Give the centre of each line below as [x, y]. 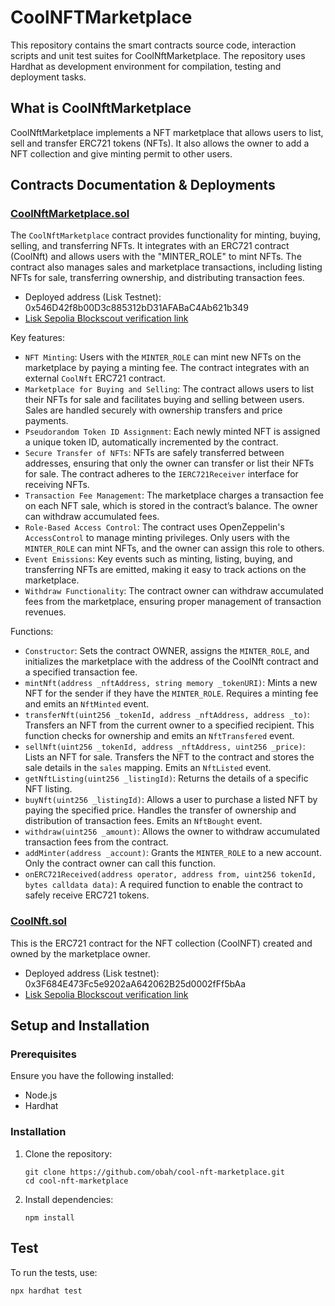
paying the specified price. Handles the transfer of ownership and [160, 810]
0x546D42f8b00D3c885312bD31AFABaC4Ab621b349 [137, 308]
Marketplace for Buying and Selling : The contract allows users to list [169, 389]
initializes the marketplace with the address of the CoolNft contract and [171, 662]
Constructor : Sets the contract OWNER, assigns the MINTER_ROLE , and [167, 651]
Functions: [32, 632]
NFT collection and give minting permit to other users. [121, 153]
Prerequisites [43, 1054]
